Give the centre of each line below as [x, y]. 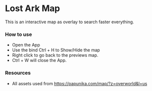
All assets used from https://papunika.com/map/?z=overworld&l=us [80, 83]
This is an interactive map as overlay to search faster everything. [69, 22]
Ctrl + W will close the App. [39, 61]
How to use [19, 34]
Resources [18, 73]
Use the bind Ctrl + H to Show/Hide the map [56, 50]
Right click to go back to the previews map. [55, 55]
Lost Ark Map [33, 8]
